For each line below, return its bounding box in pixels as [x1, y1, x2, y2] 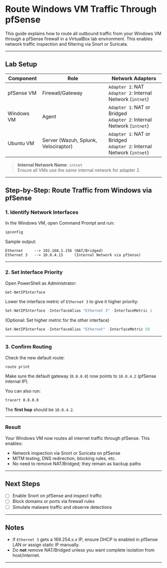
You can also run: [5, 388, 41, 394]
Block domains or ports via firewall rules [12, 498, 95, 504]
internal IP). [5, 379, 29, 385]
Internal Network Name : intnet [17, 162, 83, 167]
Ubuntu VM [7, 140, 35, 147]
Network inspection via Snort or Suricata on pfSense [12, 450, 121, 456]
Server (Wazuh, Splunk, [42, 137, 97, 144]
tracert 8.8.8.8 [5, 398, 39, 403]
